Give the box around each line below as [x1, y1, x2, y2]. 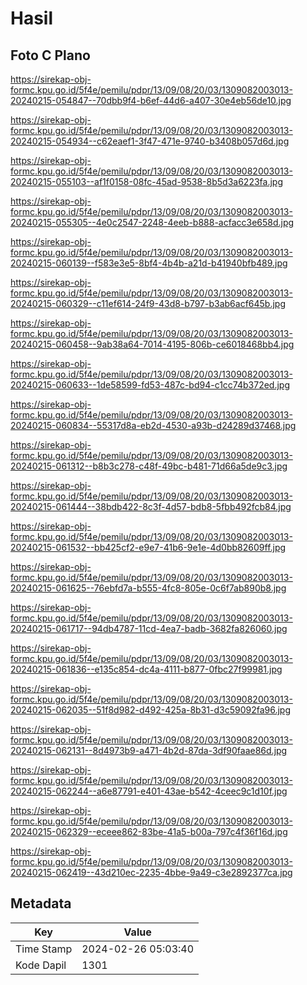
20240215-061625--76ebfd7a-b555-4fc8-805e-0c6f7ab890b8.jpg [10, 582, 287, 594]
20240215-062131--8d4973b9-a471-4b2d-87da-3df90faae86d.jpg [10, 745, 288, 756]
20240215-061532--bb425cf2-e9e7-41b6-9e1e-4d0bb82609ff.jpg [10, 542, 287, 553]
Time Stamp [15, 942, 73, 956]
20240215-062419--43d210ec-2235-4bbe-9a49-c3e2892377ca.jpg [10, 867, 293, 878]
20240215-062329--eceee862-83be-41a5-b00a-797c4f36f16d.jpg [10, 826, 288, 837]
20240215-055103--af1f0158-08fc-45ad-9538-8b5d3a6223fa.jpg [10, 176, 283, 187]
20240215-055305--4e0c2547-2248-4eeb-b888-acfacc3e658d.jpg [10, 217, 295, 228]
